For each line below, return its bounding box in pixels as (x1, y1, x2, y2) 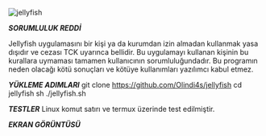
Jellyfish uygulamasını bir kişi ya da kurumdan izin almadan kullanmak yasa (8, 39, 259, 48)
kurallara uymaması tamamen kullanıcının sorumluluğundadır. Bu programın (8, 56, 258, 65)
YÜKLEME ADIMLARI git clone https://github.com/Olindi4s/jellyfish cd (8, 80, 242, 89)
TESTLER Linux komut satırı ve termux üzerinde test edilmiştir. (8, 105, 215, 113)
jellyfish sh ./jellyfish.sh (8, 89, 86, 98)
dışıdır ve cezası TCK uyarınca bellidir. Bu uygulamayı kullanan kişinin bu (8, 47, 249, 56)
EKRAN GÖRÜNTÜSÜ (8, 120, 81, 129)
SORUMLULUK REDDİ (8, 23, 82, 32)
